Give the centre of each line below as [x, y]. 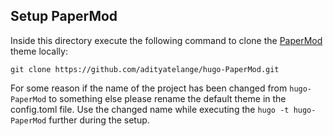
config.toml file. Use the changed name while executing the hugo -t [150, 109]
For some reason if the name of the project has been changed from [149, 88]
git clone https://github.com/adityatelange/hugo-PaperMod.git [145, 69]
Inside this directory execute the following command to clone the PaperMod [166, 40]
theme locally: [39, 51]
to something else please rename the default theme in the [167, 98]
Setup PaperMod [64, 16]
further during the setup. [99, 120]
